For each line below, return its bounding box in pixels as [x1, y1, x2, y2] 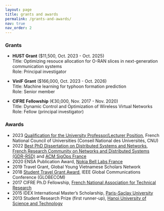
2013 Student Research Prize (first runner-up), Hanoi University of [12, 195, 147, 201]
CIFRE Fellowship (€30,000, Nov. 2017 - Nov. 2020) [12, 98, 118, 104]
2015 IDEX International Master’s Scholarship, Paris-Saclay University [12, 190, 154, 196]
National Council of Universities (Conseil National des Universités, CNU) [12, 138, 159, 143]
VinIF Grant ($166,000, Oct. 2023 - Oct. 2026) [12, 78, 107, 84]
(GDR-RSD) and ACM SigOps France [12, 153, 87, 159]
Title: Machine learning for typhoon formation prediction [12, 83, 127, 89]
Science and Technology [12, 200, 63, 206]
